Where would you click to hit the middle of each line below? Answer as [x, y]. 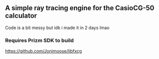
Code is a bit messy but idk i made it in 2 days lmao [57, 28]
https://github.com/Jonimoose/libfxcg [44, 51]
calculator [21, 16]
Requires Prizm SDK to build [40, 40]
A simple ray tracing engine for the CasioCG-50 [80, 8]
